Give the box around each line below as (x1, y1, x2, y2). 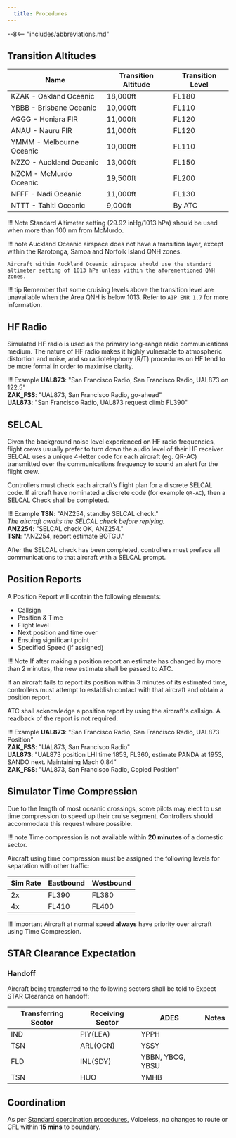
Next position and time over (17, 628, 98, 637)
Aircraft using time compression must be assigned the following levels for (7, 853, 220, 863)
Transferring (20, 1008, 64, 1018)
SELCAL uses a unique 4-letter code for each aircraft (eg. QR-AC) (7, 452, 197, 461)
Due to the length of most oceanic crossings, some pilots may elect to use (7, 804, 222, 813)
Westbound (91, 878, 132, 888)
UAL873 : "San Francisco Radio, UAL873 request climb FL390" (7, 399, 188, 407)
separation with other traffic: (7, 861, 90, 870)
